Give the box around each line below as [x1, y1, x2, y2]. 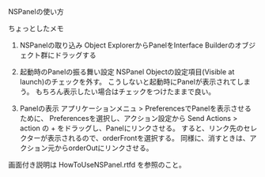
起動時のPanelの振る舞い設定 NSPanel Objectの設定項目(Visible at [19, 67, 235, 77]
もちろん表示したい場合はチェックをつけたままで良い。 [35, 87, 216, 96]
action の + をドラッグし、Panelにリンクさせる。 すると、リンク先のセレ [19, 123, 258, 133]
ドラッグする [54, 51, 97, 59]
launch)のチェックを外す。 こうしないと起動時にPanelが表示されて [19, 77, 237, 86]
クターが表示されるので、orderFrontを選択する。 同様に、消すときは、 [19, 134, 250, 142]
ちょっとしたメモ [8, 24, 64, 33]
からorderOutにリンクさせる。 [54, 143, 153, 153]
